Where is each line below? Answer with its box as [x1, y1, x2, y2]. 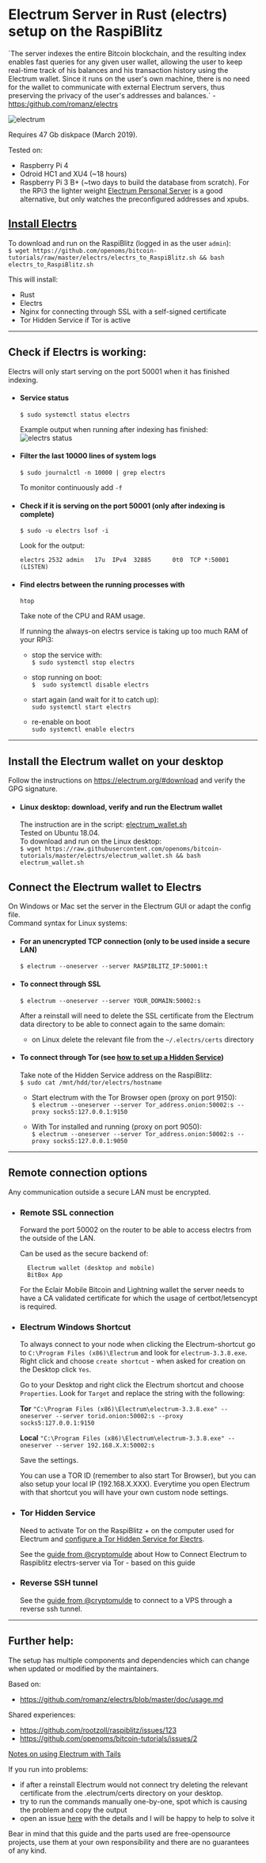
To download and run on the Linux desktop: [19, 836, 162, 846]
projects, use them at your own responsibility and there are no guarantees [8, 1837, 249, 1846]
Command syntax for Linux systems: [8, 918, 128, 928]
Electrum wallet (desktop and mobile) [27, 1264, 155, 1272]
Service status [19, 393, 70, 403]
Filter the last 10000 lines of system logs [19, 451, 157, 461]
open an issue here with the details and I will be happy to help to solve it [19, 1813, 255, 1823]
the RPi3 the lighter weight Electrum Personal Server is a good [19, 186, 223, 195]
